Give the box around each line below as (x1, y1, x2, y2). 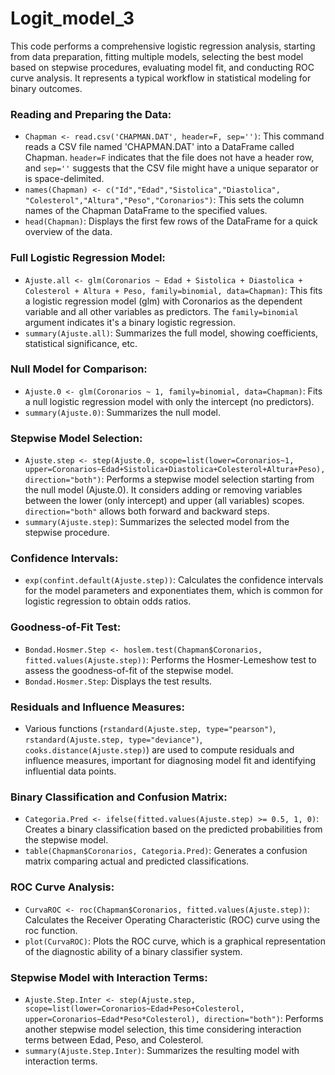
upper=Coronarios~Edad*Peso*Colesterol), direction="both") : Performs (24, 1012, 324, 1024)
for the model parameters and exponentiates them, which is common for (24, 585, 324, 597)
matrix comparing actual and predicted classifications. (24, 855, 250, 867)
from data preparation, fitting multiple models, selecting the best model (10, 50, 304, 62)
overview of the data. (24, 226, 113, 238)
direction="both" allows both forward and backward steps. (24, 505, 270, 517)
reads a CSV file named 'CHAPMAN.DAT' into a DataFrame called (24, 141, 295, 153)
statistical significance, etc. (24, 337, 138, 349)
